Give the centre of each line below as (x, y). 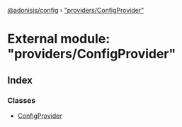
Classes (22, 100)
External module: (59, 39)
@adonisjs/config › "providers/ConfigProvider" (76, 10)
